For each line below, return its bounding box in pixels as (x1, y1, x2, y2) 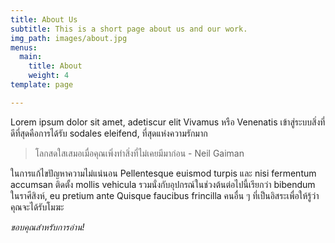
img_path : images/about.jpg (10, 33, 128, 43)
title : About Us (10, 14, 78, 25)
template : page (10, 80, 74, 90)
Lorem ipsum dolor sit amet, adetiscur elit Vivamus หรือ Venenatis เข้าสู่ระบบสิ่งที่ (10, 116, 326, 128)
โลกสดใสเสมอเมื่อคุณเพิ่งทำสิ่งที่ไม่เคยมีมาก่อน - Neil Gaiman (34, 147, 245, 159)
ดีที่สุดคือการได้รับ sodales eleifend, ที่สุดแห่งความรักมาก (10, 127, 208, 139)
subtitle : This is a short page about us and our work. (10, 24, 248, 34)
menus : (10, 42, 38, 53)
